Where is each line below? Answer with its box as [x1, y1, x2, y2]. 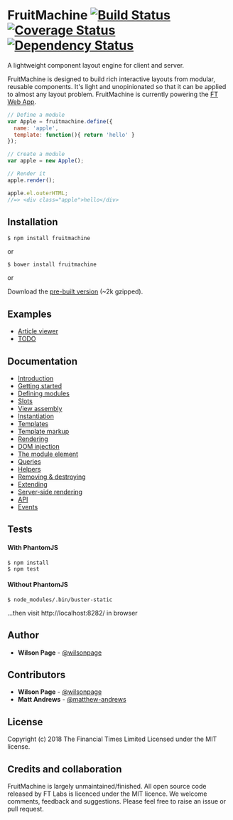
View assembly [17, 405, 63, 412]
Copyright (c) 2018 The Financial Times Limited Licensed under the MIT [7, 735, 217, 744]
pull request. [7, 805, 44, 814]
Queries [17, 457, 41, 466]
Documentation [7, 355, 78, 367]
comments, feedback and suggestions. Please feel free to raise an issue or [7, 797, 227, 806]
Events [17, 503, 38, 511]
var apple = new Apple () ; [7, 157, 84, 165]
